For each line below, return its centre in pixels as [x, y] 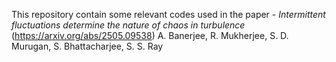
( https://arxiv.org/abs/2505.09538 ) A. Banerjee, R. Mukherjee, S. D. [150, 35]
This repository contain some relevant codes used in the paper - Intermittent [168, 14]
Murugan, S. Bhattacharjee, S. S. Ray [87, 46]
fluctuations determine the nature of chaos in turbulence [128, 25]
